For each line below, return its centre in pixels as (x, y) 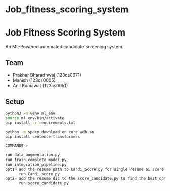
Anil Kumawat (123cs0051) (40, 85)
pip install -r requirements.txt (40, 123)
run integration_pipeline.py (36, 164)
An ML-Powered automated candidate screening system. (65, 47)
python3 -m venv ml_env (30, 113)
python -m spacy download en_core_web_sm (50, 132)
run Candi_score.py (39, 174)
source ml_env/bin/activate (35, 118)
